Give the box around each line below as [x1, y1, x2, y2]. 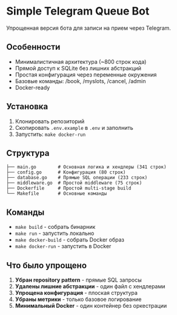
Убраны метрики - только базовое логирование [15, 296, 142, 303]
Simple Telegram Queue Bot [6, 4, 150, 18]
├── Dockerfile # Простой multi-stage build [6, 185, 132, 192]
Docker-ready [15, 84, 50, 91]
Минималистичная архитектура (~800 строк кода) [15, 58, 147, 65]
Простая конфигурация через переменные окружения [15, 71, 157, 78]
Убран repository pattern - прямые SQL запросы [15, 276, 142, 283]
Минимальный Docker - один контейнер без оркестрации [15, 302, 167, 309]
